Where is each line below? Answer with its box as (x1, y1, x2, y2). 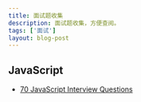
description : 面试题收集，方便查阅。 (8, 19, 120, 27)
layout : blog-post (8, 33, 69, 42)
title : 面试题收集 (8, 11, 64, 20)
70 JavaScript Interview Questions (19, 84, 133, 94)
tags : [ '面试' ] (8, 26, 57, 34)
